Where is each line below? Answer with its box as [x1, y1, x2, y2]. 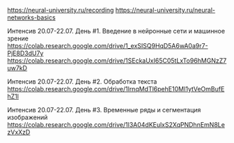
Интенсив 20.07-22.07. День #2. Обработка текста [7, 77, 157, 86]
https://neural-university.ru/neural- [115, 6, 216, 14]
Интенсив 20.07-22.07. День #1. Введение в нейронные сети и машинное [7, 27, 225, 35]
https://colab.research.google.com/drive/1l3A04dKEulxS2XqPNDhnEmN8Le [7, 121, 225, 128]
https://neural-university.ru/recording [7, 6, 114, 14]
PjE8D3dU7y [7, 49, 44, 57]
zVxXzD [7, 128, 31, 136]
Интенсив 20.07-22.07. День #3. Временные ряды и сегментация [7, 106, 201, 114]
